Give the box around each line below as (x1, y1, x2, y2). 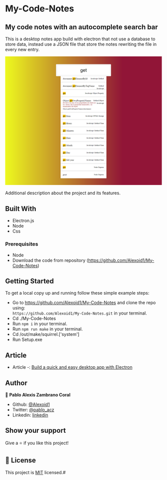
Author (5, 379, 27, 387)
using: (12, 305, 25, 311)
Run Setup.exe (12, 336, 43, 343)
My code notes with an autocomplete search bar (5, 23, 158, 31)
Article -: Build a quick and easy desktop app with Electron (12, 364, 133, 370)
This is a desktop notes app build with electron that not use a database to (5, 36, 156, 42)
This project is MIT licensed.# (5, 469, 66, 475)
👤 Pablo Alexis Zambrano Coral (5, 392, 71, 398)
